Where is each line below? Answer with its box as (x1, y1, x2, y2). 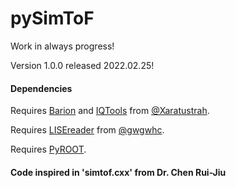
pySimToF (10, 7, 95, 30)
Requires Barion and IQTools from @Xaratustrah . (10, 105, 210, 117)
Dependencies (10, 82, 73, 94)
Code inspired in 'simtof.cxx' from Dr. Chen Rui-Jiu (10, 166, 227, 178)
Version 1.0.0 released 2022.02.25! (10, 59, 155, 71)
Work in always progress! (10, 40, 115, 52)
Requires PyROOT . (10, 143, 87, 156)
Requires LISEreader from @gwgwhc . (10, 124, 165, 136)
